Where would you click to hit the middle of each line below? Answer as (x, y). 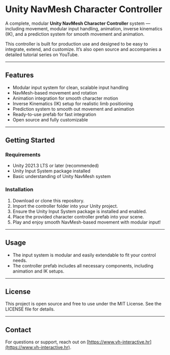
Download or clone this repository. (48, 200)
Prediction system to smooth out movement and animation (73, 109)
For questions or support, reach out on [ (47, 342)
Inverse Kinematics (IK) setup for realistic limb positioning (73, 103)
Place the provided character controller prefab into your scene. (78, 216)
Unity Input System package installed (51, 171)
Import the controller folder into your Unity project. (65, 206)
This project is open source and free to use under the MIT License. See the (83, 304)
